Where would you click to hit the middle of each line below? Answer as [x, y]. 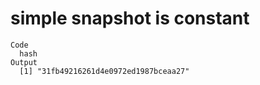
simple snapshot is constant [130, 18]
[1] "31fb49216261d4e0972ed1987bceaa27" [104, 71]
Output [24, 62]
